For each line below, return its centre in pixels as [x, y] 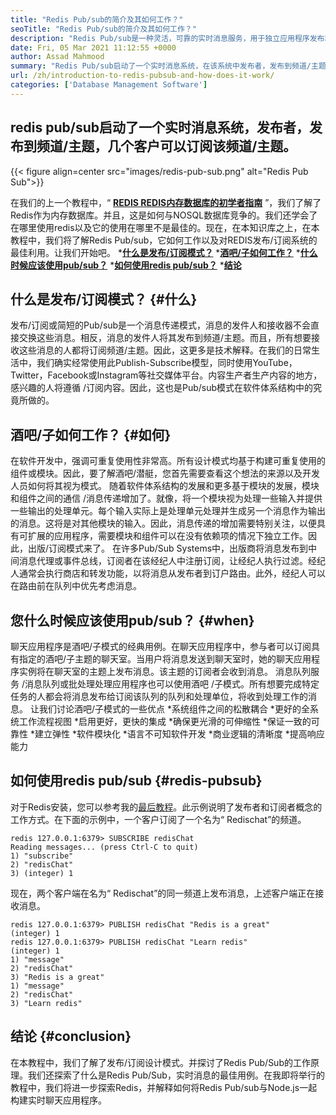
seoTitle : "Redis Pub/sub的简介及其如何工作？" [103, 29]
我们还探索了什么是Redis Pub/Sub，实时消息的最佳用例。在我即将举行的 [176, 1075]
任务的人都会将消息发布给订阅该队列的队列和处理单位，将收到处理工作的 [159, 696]
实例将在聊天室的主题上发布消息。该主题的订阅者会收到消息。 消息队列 [164, 671]
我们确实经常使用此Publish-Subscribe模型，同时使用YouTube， [167, 363]
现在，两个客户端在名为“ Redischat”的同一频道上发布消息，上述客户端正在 [163, 893]
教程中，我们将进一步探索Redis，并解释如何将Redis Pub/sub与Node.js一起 [164, 1087]
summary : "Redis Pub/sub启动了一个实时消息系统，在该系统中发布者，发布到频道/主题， [172, 66]
